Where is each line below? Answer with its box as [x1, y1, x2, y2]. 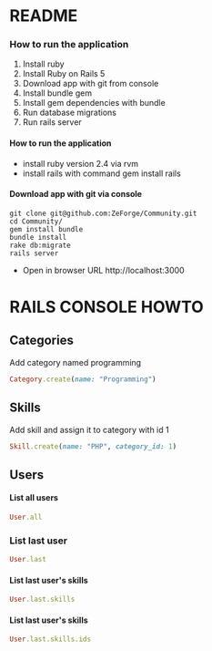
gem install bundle [9, 224, 84, 233]
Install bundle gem [22, 88, 93, 98]
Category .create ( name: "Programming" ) [9, 375, 156, 384]
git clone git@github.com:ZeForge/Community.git [9, 209, 197, 218]
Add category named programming [9, 356, 142, 367]
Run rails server [22, 117, 82, 128]
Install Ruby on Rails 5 [22, 68, 106, 79]
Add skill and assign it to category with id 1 [9, 424, 170, 435]
